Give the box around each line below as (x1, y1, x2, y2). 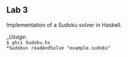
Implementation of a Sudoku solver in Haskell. (6, 21, 122, 28)
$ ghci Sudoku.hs (6, 39, 51, 45)
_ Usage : (6, 33, 28, 40)
